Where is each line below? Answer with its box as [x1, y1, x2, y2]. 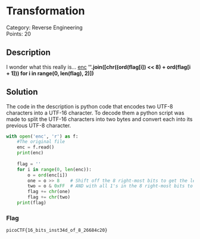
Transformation [6, 4, 85, 18]
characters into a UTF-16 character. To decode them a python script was [6, 109, 185, 116]
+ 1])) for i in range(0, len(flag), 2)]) [6, 70, 94, 77]
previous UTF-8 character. [6, 122, 71, 129]
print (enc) [17, 150, 44, 156]
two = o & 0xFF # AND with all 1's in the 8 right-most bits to [27, 183, 193, 189]
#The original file [17, 139, 65, 145]
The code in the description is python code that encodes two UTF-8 [6, 103, 173, 110]
